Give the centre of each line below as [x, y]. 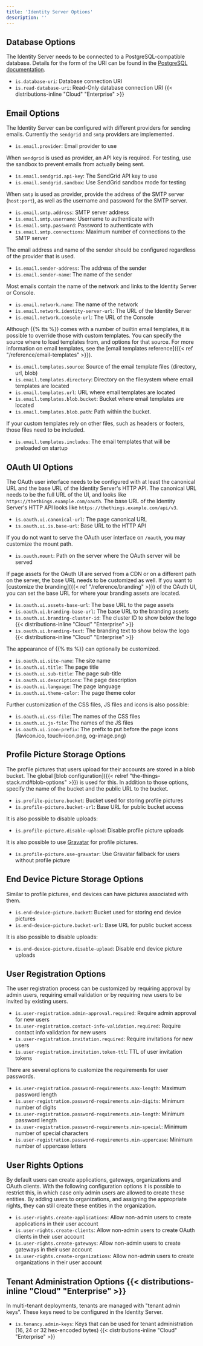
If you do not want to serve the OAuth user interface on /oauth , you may [96, 537]
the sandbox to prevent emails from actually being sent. [76, 164]
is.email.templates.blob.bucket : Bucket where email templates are [99, 399]
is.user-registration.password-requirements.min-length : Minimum [100, 1114]
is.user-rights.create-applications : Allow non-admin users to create [103, 1217]
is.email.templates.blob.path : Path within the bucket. [83, 412]
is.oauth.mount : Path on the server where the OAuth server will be [98, 555]
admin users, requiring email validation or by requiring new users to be [94, 995]
